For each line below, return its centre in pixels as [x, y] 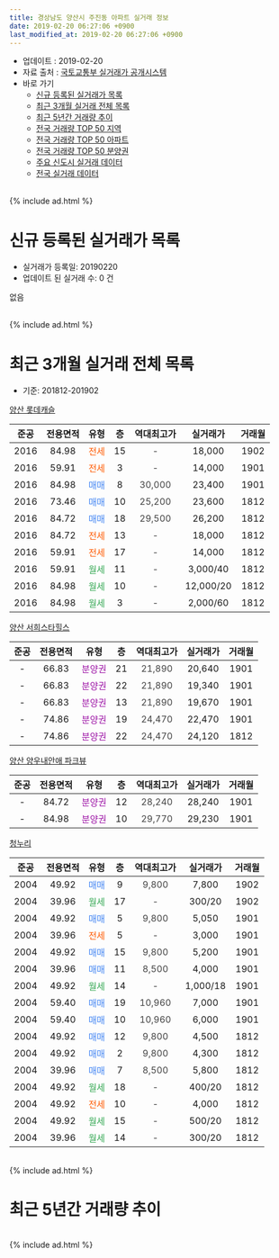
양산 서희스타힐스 [40, 627]
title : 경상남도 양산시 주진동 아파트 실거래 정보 [89, 18]
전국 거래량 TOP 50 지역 [78, 129]
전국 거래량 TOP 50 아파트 [82, 139]
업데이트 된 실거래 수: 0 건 [68, 278]
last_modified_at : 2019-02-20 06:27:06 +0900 [96, 34]
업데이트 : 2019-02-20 [63, 61]
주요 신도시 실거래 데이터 [79, 162]
